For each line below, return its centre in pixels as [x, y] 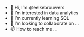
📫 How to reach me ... [34, 29]
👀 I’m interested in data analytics [44, 13]
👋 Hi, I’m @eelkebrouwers [37, 8]
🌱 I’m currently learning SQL [40, 18]
